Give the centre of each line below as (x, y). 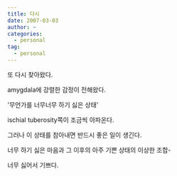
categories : (25, 34)
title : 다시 (24, 14)
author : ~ (22, 27)
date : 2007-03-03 (33, 21)
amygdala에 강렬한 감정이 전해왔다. (57, 89)
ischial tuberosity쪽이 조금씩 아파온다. (61, 120)
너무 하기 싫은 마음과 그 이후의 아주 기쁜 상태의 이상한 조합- (89, 150)
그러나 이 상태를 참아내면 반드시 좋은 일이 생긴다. (75, 135)
